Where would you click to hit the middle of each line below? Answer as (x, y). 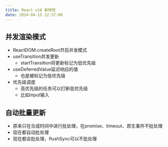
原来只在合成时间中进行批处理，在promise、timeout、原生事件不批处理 (88, 126)
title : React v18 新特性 (31, 10)
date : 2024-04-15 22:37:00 (34, 15)
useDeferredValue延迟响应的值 (45, 69)
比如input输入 (35, 95)
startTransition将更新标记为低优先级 (58, 63)
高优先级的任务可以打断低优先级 (54, 89)
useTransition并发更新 (36, 56)
